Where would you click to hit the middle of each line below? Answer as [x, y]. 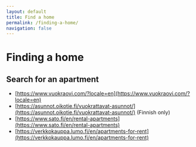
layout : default [26, 12]
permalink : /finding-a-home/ [42, 23]
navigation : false [29, 28]
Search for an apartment [53, 79]
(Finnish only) [154, 113]
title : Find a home [30, 17]
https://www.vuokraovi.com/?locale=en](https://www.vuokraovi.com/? [104, 94]
